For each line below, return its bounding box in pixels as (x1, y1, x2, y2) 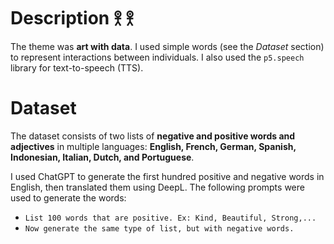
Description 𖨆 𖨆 (10, 7, 135, 30)
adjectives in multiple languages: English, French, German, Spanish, (10, 140, 297, 152)
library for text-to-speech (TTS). (10, 61, 144, 74)
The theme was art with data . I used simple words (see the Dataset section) (10, 40, 325, 52)
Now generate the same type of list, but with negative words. (24, 223, 295, 234)
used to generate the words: (10, 191, 127, 204)
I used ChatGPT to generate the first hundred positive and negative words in (10, 170, 325, 182)
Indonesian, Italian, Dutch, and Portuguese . (10, 151, 195, 163)
